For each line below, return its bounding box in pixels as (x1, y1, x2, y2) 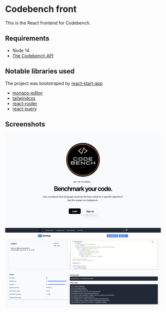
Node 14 (12, 47, 30, 53)
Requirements (5, 34, 49, 43)
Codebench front (5, 3, 77, 15)
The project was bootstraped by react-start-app (5, 80, 103, 86)
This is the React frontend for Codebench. (5, 20, 91, 26)
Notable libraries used (5, 67, 75, 75)
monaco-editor (12, 90, 43, 96)
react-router (12, 100, 38, 106)
